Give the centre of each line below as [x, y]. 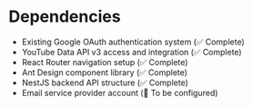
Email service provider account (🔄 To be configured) [120, 92]
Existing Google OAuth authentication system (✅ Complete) [133, 42]
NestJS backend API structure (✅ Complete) [105, 83]
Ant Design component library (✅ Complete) [105, 72]
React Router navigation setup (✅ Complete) [105, 62]
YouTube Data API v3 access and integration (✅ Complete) [132, 52]
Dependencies [65, 17]
